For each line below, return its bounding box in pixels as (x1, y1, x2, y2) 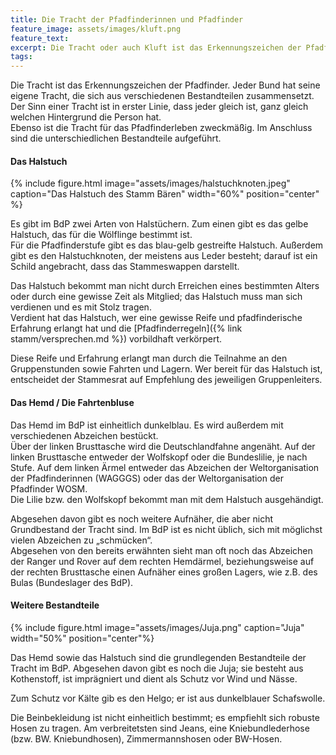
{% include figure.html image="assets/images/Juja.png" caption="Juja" (10, 621, 305, 633)
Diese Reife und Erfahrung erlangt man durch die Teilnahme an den (10, 352, 288, 365)
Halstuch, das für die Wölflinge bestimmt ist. (10, 229, 193, 241)
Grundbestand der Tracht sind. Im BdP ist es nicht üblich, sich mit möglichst (10, 523, 323, 535)
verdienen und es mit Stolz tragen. (10, 301, 152, 313)
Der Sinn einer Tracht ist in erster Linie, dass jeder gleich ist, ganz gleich (10, 101, 309, 113)
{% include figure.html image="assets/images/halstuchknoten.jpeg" (10, 177, 291, 190)
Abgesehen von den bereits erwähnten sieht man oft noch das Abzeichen (10, 544, 313, 556)
